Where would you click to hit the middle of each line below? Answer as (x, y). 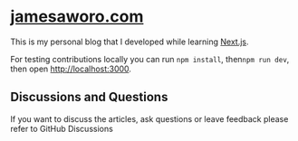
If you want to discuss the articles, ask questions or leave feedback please (149, 118)
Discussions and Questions (89, 97)
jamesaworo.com (77, 17)
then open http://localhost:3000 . (71, 69)
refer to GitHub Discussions (62, 128)
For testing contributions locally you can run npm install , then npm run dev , (150, 59)
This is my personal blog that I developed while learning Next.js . (130, 42)
